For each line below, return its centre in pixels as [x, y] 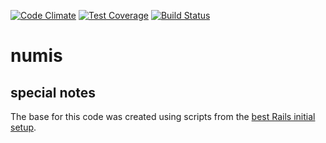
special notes [53, 92]
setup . [23, 127]
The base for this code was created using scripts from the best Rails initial [163, 116]
